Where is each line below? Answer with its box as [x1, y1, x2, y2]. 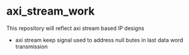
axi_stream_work [6, 4, 95, 18]
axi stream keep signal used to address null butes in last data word [15, 36, 183, 43]
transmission [15, 43, 48, 50]
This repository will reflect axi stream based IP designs [6, 24, 145, 32]
